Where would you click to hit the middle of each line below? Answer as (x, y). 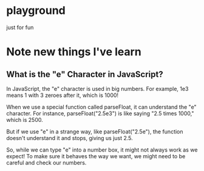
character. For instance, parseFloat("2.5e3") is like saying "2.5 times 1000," (100, 113)
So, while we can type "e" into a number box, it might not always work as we (102, 150)
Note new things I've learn (74, 52)
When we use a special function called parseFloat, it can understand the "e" (101, 107)
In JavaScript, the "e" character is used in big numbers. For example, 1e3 (97, 89)
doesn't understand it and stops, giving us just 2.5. (70, 138)
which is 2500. (25, 119)
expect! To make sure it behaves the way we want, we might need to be (96, 156)
